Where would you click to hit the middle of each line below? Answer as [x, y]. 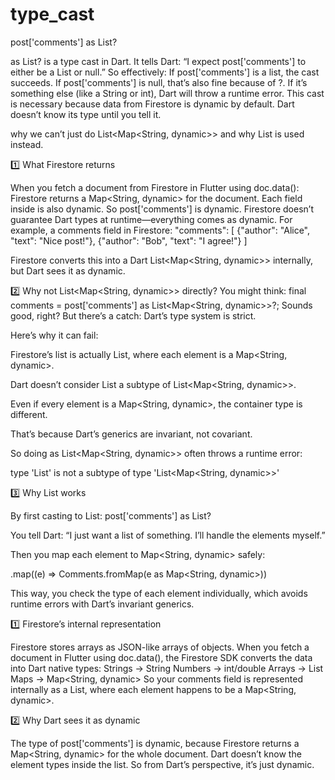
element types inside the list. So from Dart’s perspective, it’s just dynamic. [162, 764]
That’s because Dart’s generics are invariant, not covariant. [131, 434]
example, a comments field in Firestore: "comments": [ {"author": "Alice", [160, 230]
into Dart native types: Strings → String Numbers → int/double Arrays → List [167, 668]
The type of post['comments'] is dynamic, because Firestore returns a [155, 743]
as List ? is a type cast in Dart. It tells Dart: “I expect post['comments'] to [158, 61]
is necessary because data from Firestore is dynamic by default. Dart [152, 104]
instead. [27, 144]
